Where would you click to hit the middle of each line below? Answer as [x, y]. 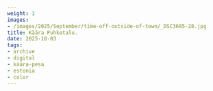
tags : [15, 45]
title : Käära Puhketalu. [42, 32]
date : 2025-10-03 [32, 39]
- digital [21, 58]
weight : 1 [21, 13]
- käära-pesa [26, 64]
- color [18, 77]
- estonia [21, 70]
